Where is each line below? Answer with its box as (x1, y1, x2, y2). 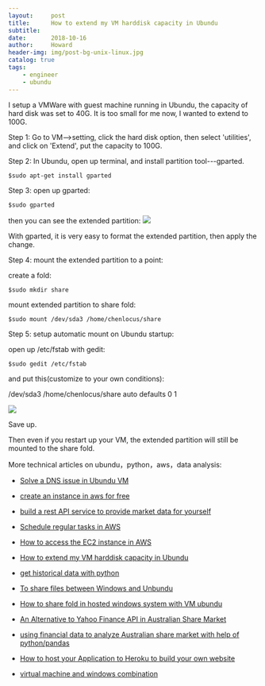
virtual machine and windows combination (19, 669, 159, 678)
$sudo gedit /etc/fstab (8, 359, 87, 368)
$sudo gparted (8, 200, 56, 209)
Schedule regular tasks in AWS (19, 521, 121, 531)
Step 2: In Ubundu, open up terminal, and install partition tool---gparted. (8, 156, 244, 165)
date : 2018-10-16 (8, 33, 87, 42)
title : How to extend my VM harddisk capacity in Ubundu (8, 19, 218, 27)
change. (8, 239, 36, 249)
